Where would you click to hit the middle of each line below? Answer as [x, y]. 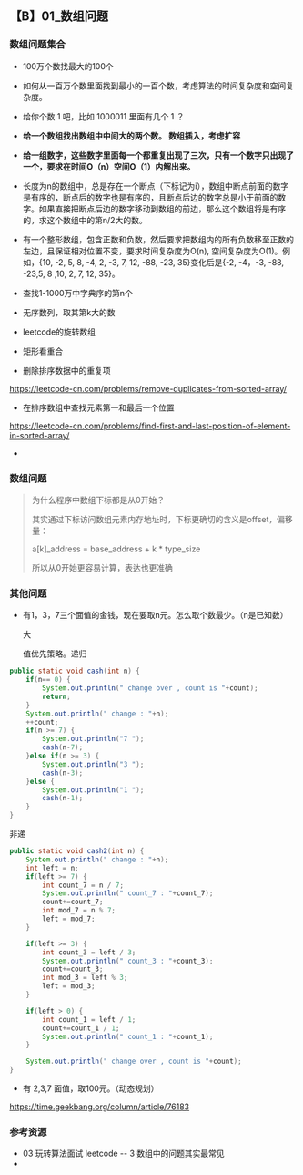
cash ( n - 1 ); [63, 799]
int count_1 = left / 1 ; [89, 1019]
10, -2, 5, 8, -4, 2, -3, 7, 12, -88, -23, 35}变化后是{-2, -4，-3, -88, [163, 262]
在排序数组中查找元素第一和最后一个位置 [98, 407]
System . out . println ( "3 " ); [93, 764]
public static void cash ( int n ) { [75, 671]
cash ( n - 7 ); [63, 747]
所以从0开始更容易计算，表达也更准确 [102, 567]
